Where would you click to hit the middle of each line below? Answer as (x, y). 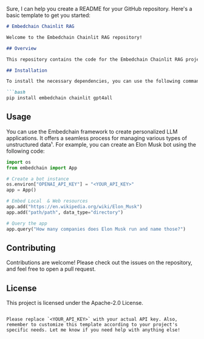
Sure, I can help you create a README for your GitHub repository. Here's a (99, 9)
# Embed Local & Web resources (47, 201)
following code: (25, 151)
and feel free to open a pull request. (51, 269)
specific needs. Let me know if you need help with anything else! (93, 330)
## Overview (21, 48)
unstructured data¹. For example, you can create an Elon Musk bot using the (101, 144)
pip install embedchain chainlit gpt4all (59, 98)
